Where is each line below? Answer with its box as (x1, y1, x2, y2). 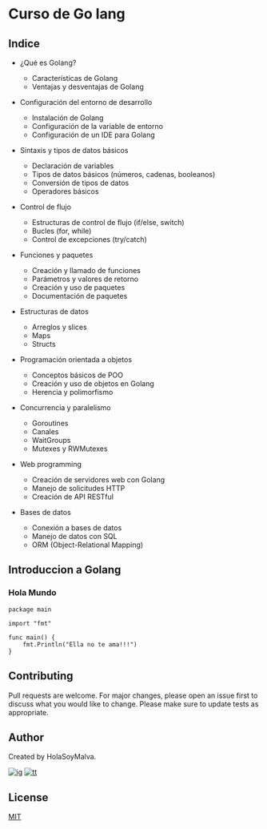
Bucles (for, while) (31, 226, 92, 235)
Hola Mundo (8, 587, 58, 598)
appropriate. (8, 707, 50, 717)
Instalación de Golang (31, 113, 104, 123)
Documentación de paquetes (31, 292, 128, 300)
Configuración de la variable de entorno (31, 122, 164, 131)
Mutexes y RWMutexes (31, 444, 108, 453)
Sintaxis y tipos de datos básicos (19, 146, 129, 155)
